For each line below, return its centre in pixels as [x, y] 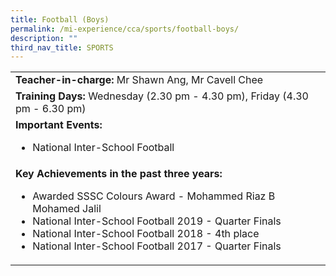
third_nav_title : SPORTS [62, 47]
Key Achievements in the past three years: [119, 174]
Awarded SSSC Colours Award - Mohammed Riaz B [154, 196]
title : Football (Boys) [60, 19]
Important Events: [59, 125]
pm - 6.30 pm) [51, 109]
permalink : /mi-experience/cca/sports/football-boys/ [125, 29]
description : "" [44, 38]
